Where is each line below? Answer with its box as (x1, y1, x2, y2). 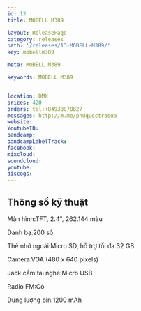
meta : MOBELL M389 (7, 61, 61, 68)
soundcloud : (7, 158, 42, 165)
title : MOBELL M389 (7, 17, 64, 24)
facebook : (7, 144, 36, 151)
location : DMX (7, 92, 49, 100)
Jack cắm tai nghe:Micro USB (7, 268, 93, 277)
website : (7, 119, 33, 126)
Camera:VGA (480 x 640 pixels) (7, 255, 99, 264)
